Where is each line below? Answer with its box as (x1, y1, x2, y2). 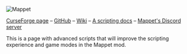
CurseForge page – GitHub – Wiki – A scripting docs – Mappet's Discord (6, 17, 182, 24)
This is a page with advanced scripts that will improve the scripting (6, 35, 169, 42)
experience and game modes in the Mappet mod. (6, 42, 126, 48)
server (6, 24, 22, 30)
